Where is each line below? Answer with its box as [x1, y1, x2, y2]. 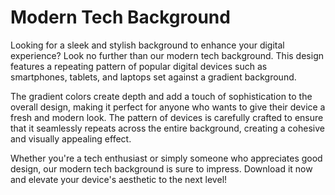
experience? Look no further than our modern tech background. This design [10, 49, 324, 61]
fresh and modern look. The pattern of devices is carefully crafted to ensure [10, 111, 324, 123]
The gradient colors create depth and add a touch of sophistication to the [10, 90, 313, 102]
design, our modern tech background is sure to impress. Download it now [10, 162, 313, 175]
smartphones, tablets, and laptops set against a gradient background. [10, 71, 297, 83]
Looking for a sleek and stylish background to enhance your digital [10, 39, 285, 51]
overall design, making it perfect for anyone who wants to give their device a [10, 101, 326, 113]
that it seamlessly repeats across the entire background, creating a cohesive [10, 122, 325, 134]
